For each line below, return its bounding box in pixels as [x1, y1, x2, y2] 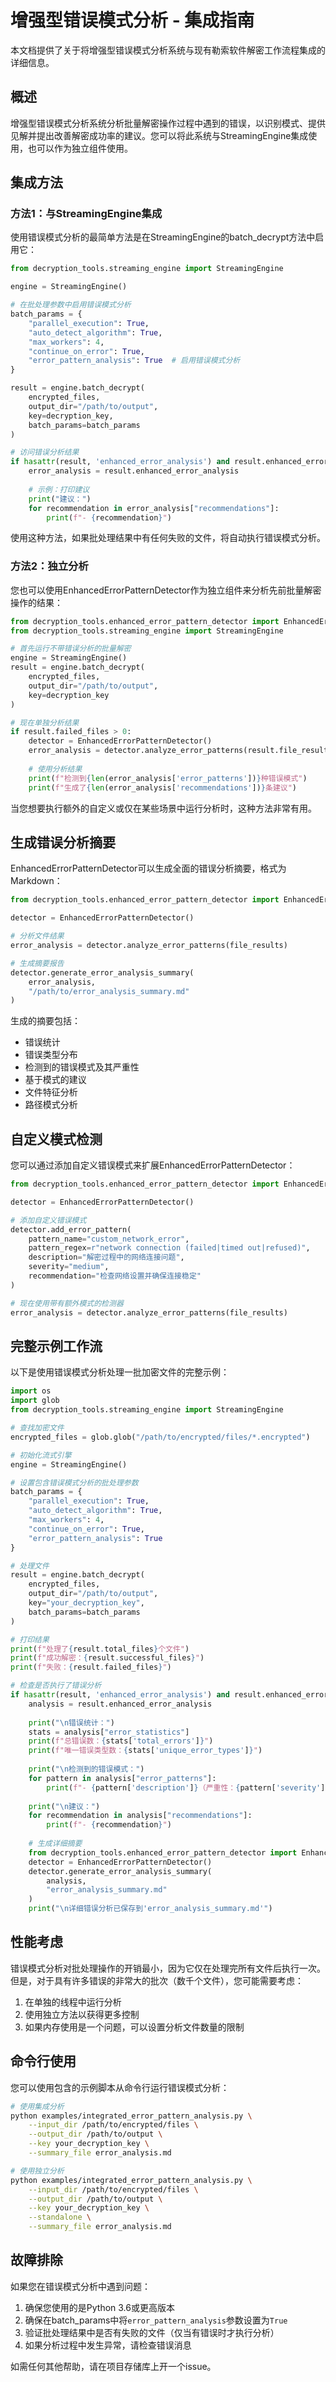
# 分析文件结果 [10, 931, 65, 941]
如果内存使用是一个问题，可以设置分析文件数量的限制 [24, 2021, 245, 2033]
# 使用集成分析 [10, 2101, 65, 2111]
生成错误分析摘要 [10, 834, 116, 851]
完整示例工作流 [10, 1338, 103, 1355]
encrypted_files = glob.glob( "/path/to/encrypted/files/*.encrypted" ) [10, 1432, 311, 1442]
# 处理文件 [10, 1561, 50, 1571]
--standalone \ [28, 2212, 92, 2223]
